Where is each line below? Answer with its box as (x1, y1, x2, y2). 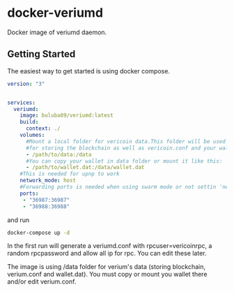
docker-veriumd (7, 5, 103, 21)
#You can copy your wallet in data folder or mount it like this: (25, 157, 223, 165)
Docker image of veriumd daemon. (7, 28, 107, 36)
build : (19, 119, 39, 126)
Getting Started (7, 48, 76, 60)
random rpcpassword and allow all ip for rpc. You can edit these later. (7, 249, 207, 258)
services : (7, 99, 36, 106)
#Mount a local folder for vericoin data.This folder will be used (25, 138, 226, 145)
